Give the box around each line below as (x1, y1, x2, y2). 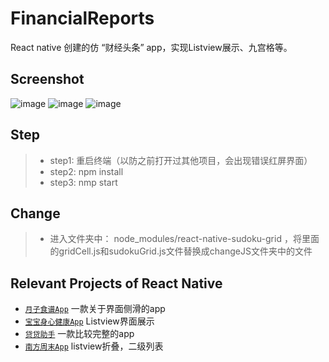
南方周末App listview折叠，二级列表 (24, 340, 164, 352)
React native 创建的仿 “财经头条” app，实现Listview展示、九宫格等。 (10, 41, 293, 53)
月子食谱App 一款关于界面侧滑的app (24, 303, 166, 315)
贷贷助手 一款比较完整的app (24, 328, 135, 340)
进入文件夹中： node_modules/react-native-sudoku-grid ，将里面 (49, 233, 320, 245)
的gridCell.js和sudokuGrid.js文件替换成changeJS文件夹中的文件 (49, 245, 313, 257)
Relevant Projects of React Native (10, 275, 223, 292)
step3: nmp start (49, 176, 118, 188)
